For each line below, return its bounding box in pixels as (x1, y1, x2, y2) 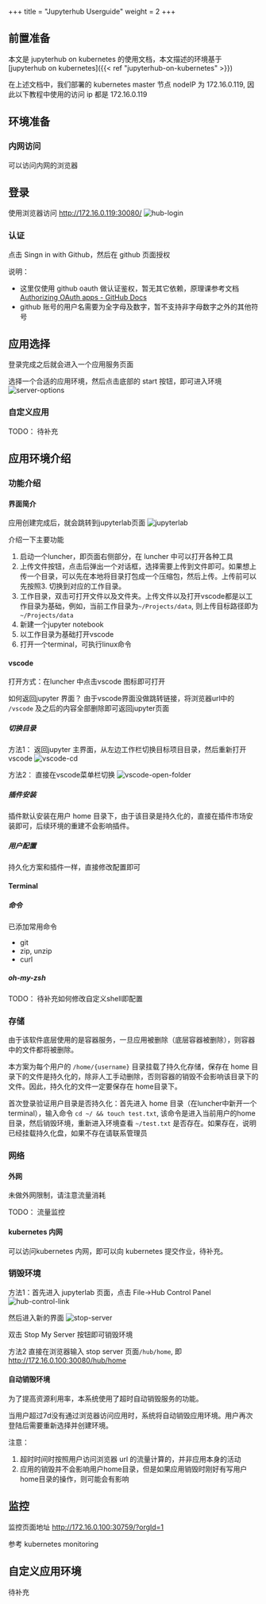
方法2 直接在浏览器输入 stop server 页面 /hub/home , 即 (8, 1346, 183, 1356)
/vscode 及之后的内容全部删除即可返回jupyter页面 (8, 704, 169, 713)
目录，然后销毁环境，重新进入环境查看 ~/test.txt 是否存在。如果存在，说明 (8, 1119, 256, 1128)
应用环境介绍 (8, 452, 71, 465)
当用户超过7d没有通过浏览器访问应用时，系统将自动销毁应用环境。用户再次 (8, 1411, 253, 1420)
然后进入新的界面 (8, 1313, 64, 1322)
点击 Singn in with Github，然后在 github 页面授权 (8, 249, 171, 259)
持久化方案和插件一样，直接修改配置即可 (8, 862, 141, 872)
